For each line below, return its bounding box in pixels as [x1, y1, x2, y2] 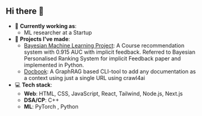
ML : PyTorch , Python [23, 103, 79, 110]
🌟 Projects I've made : [14, 35, 71, 43]
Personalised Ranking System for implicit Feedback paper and [23, 54, 181, 62]
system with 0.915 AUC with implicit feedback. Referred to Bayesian [23, 48, 196, 56]
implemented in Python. [23, 61, 84, 68]
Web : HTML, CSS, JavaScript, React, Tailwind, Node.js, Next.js [23, 90, 183, 97]
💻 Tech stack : [14, 81, 53, 89]
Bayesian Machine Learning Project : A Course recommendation [23, 42, 185, 49]
